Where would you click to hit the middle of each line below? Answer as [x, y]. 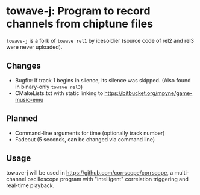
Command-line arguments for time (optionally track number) [90, 133]
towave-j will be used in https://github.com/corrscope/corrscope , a [90, 173]
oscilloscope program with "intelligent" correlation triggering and [108, 179]
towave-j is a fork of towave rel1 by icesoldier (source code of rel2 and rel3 [100, 40]
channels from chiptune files [80, 24]
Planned [22, 119]
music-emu [29, 99]
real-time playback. [30, 185]
